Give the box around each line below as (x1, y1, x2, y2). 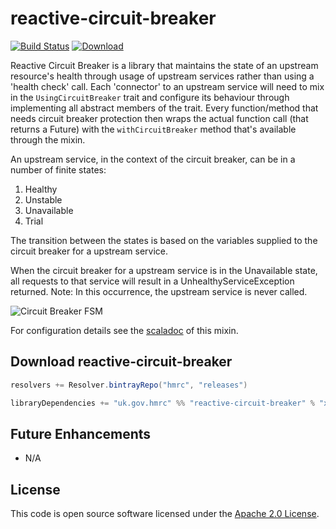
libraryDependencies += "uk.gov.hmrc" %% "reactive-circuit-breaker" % (10, 398, 315, 408)
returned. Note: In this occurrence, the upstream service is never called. (10, 285, 308, 297)
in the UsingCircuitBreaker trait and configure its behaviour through (10, 91, 290, 103)
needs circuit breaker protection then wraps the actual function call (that (10, 112, 309, 124)
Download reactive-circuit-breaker (10, 353, 233, 371)
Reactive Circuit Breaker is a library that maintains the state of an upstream (10, 59, 319, 71)
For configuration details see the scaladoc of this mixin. (10, 324, 239, 336)
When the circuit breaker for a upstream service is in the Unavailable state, (10, 264, 318, 276)
